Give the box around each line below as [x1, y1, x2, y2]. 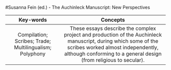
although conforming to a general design [64, 50, 162, 57]
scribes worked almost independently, [67, 44, 159, 51]
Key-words [18, 16, 47, 23]
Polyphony [20, 50, 46, 57]
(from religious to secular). [81, 57, 145, 63]
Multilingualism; [14, 44, 52, 51]
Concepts [101, 16, 125, 23]
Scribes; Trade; [14, 38, 51, 45]
